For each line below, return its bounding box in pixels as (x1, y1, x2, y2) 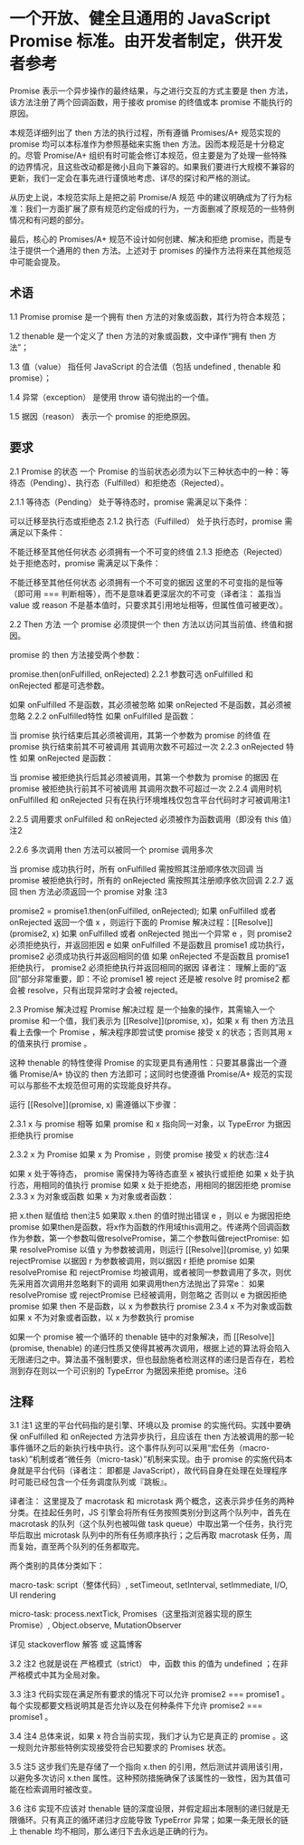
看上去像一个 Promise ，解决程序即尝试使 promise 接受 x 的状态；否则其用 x (9, 1026, 292, 1038)
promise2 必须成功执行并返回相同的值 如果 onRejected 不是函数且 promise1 (9, 951, 290, 961)
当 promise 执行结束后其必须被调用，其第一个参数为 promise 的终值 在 (9, 729, 271, 740)
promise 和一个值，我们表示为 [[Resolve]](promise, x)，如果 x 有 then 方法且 (9, 1015, 295, 1026)
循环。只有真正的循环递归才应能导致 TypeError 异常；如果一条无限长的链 (16, 1814, 290, 1826)
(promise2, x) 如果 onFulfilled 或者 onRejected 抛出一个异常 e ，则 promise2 (9, 928, 292, 939)
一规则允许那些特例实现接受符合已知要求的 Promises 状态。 (9, 1742, 231, 1753)
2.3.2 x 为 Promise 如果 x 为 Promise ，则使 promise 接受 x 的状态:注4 (9, 1148, 270, 1160)
